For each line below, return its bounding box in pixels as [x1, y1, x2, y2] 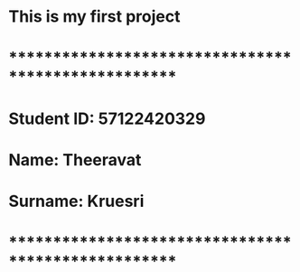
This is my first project [8, 6, 181, 27]
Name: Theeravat [8, 149, 142, 170]
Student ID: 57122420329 [8, 108, 206, 128]
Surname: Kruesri [8, 191, 145, 211]
